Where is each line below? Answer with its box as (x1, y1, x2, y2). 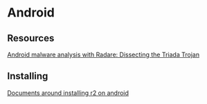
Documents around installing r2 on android (7, 88, 129, 97)
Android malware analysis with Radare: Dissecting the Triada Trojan (7, 50, 199, 59)
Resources (7, 32, 55, 44)
